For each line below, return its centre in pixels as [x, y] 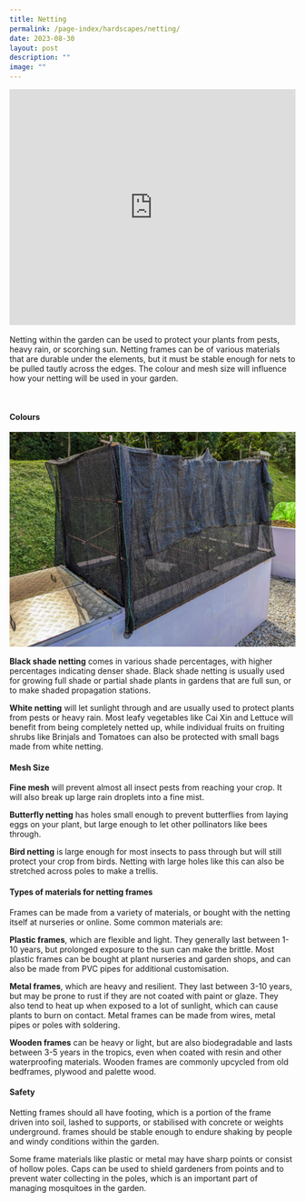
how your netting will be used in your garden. [94, 378]
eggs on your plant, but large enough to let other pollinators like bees [138, 825]
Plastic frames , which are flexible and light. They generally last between [145, 939]
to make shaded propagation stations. [80, 690]
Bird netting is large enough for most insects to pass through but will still [146, 852]
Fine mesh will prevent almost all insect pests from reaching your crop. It [146, 787]
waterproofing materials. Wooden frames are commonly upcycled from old [149, 1062]
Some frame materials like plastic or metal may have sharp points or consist [151, 1158]
